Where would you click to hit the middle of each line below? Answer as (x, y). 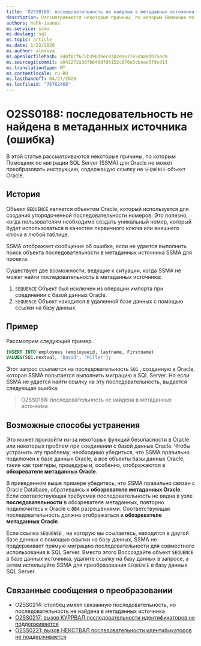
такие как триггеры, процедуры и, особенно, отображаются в (86, 465)
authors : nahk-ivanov (33, 23)
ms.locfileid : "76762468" (38, 85)
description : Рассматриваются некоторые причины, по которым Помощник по (100, 17)
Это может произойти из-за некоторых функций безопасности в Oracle (98, 440)
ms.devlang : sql (26, 34)
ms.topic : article (29, 40)
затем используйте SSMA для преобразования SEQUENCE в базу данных (97, 565)
